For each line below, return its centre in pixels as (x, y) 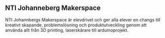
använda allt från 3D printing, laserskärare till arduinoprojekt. (67, 30)
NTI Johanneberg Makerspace (53, 8)
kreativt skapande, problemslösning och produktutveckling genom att (76, 25)
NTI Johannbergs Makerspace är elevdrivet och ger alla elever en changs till (83, 19)
